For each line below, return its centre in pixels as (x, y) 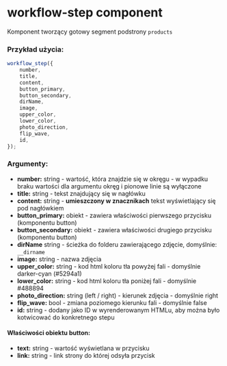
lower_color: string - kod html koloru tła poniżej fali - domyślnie (107, 281)
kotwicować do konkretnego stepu (66, 317)
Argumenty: (28, 164)
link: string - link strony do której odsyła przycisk (86, 355)
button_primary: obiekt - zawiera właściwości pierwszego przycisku (114, 215)
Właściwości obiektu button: (49, 333)
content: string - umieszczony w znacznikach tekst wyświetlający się (116, 201)
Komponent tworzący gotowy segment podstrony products (90, 32)
